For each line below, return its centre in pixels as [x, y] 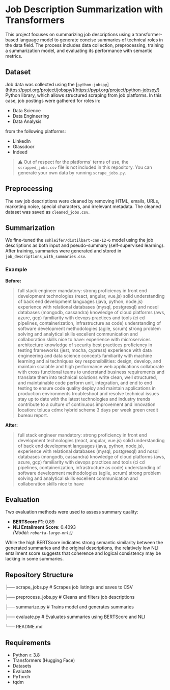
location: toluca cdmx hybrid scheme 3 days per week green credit [88, 410]
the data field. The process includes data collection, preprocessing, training [84, 45]
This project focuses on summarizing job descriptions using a [70, 34]
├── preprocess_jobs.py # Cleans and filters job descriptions [70, 597]
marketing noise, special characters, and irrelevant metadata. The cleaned [83, 206]
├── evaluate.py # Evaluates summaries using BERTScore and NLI [75, 617]
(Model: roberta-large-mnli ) [42, 533]
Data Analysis [27, 121]
